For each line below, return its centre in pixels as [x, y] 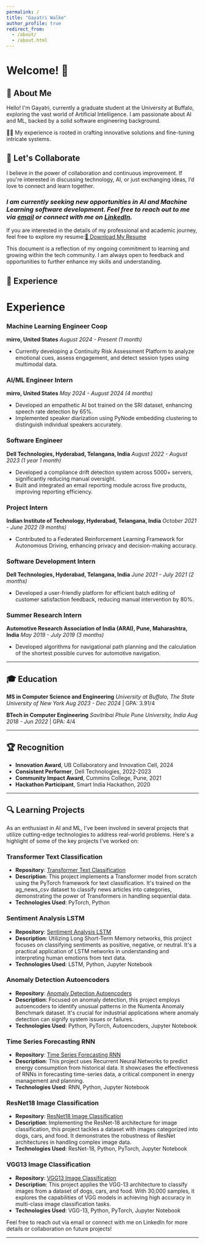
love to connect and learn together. [50, 186]
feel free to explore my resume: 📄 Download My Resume [76, 237]
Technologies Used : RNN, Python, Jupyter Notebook [82, 1087]
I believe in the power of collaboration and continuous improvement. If [95, 173]
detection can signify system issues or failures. [74, 1019]
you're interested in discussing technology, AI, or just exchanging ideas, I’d [100, 179]
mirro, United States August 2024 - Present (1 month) [74, 339]
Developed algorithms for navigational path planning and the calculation [106, 647]
